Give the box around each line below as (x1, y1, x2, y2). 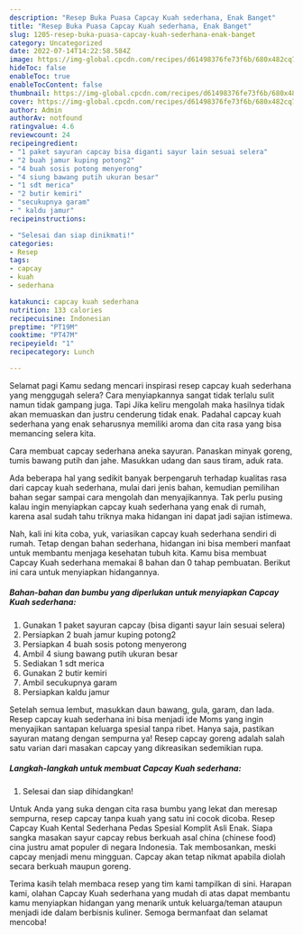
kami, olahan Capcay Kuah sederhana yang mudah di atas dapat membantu (9, 887, 290, 898)
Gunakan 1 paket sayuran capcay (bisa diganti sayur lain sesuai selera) (22, 619, 286, 630)
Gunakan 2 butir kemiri (22, 667, 107, 678)
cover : (9, 96, 34, 106)
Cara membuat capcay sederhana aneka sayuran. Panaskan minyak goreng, (9, 445, 293, 456)
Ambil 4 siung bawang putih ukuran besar (22, 648, 179, 659)
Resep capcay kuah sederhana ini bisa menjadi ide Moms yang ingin (9, 713, 264, 724)
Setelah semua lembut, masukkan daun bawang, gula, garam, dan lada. (9, 704, 275, 715)
